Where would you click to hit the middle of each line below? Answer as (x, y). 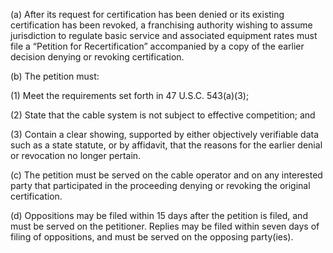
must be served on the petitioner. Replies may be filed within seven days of (165, 226)
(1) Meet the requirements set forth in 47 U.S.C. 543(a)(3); (130, 95)
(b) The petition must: (55, 76)
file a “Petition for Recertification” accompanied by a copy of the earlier (157, 46)
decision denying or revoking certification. (97, 57)
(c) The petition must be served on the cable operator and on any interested (166, 175)
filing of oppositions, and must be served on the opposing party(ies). (152, 237)
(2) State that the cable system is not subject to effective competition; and (163, 115)
